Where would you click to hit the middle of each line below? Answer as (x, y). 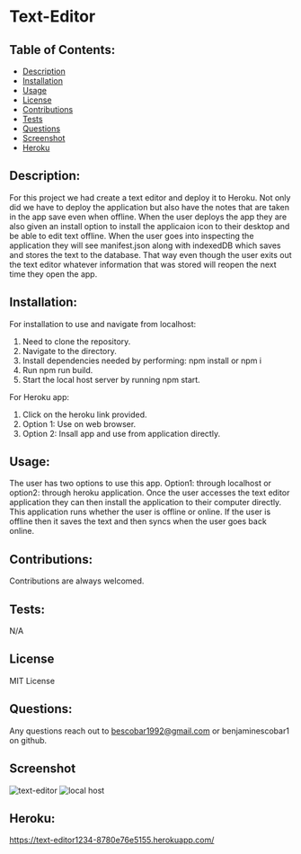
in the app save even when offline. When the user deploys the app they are (148, 217)
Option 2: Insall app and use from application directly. (121, 433)
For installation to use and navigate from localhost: (103, 324)
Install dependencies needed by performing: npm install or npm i (142, 360)
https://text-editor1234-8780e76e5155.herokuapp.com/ (112, 840)
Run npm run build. (58, 369)
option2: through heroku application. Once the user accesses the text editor (150, 493)
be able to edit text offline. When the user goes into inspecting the (132, 236)
